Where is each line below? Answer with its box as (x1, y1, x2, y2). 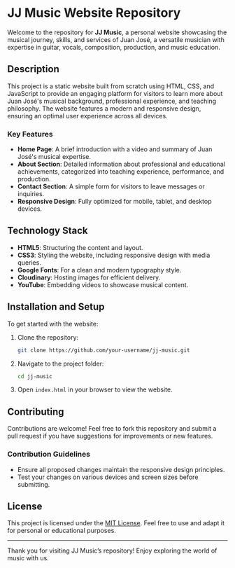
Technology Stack (7, 225, 88, 237)
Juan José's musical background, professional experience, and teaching (7, 97, 217, 105)
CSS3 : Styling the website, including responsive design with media (17, 251, 211, 259)
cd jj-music (17, 373, 52, 380)
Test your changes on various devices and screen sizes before (17, 473, 199, 481)
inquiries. (17, 190, 45, 198)
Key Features (7, 129, 54, 139)
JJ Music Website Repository (7, 5, 181, 21)
